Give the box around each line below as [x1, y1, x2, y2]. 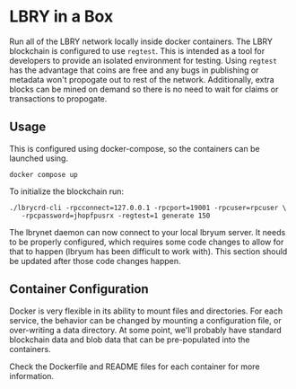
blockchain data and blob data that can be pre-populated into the [9, 334, 250, 345]
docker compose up [9, 170, 78, 179]
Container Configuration [9, 281, 150, 297]
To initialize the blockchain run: [9, 186, 124, 197]
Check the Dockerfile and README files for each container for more [9, 361, 260, 372]
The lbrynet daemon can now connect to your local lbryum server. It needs [9, 226, 286, 237]
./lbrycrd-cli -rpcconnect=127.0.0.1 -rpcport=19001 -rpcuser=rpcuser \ [9, 203, 287, 212]
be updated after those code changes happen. [9, 255, 181, 266]
